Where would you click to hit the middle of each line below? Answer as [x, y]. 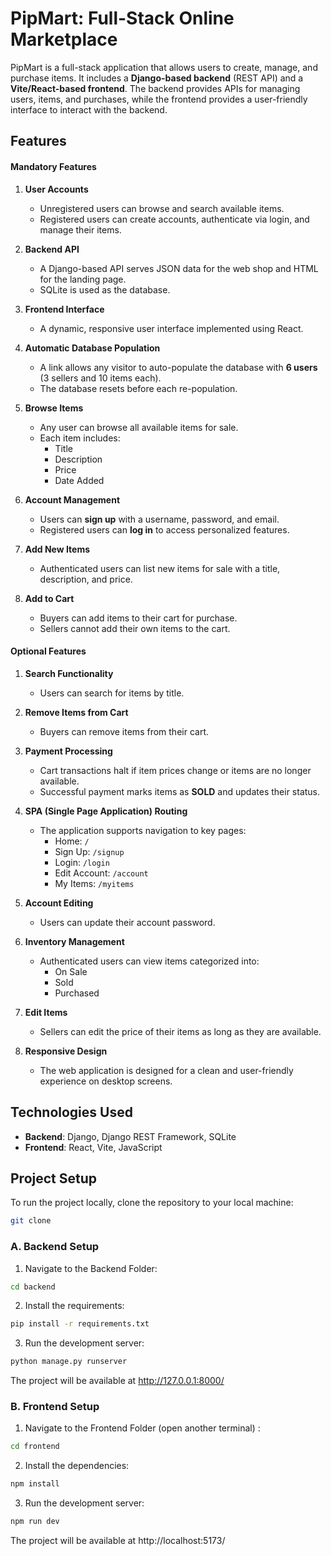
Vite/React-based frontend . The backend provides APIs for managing [155, 88]
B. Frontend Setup [55, 1407]
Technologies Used [71, 1112]
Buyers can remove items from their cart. [124, 731]
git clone [31, 1221]
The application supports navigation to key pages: [143, 830]
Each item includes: [80, 438]
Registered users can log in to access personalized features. [164, 529]
